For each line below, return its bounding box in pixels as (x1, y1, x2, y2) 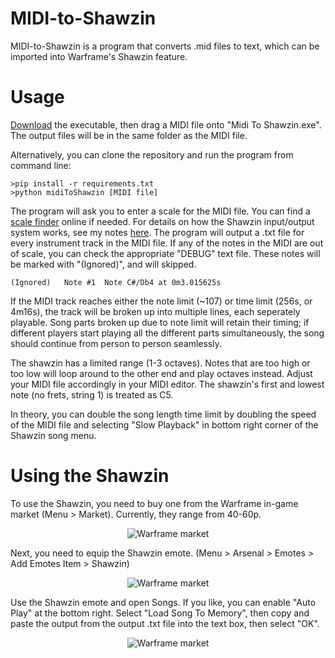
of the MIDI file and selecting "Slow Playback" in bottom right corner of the (10, 418, 319, 431)
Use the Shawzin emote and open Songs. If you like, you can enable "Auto (10, 596, 317, 608)
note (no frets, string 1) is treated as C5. (10, 388, 174, 401)
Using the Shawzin (10, 465, 170, 487)
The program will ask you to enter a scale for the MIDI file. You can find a (10, 205, 311, 217)
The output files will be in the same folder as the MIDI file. (10, 129, 248, 141)
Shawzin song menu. (10, 429, 97, 441)
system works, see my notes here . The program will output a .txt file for (10, 226, 305, 238)
